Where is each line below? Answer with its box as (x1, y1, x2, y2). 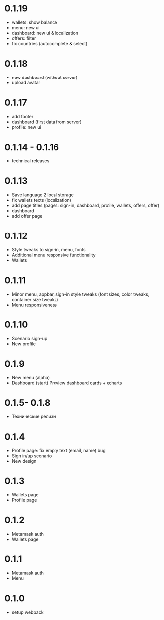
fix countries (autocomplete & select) (11, 40, 88, 46)
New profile (11, 341, 36, 347)
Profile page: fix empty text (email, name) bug (11, 448, 106, 454)
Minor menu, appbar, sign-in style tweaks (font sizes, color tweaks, (11, 291, 150, 297)
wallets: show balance (11, 19, 57, 25)
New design (11, 458, 37, 464)
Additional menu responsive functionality (11, 252, 96, 258)
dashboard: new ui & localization (11, 30, 79, 36)
